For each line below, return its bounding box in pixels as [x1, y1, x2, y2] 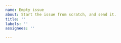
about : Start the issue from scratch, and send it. [5, 12, 116, 17]
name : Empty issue [5, 7, 44, 12]
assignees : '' [5, 26, 35, 31]
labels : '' [5, 21, 28, 26]
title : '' [5, 16, 26, 21]
